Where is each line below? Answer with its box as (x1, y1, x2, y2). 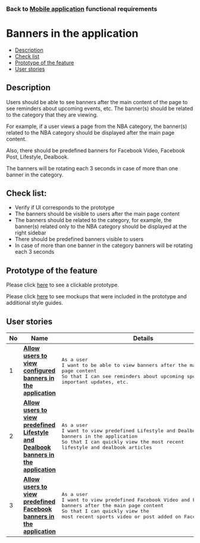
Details (133, 334, 154, 342)
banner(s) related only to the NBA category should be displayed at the (14, 223, 187, 230)
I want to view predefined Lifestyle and (61, 427, 176, 433)
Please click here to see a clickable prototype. (6, 282, 119, 289)
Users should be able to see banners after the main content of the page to (6, 98, 188, 105)
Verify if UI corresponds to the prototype (14, 204, 115, 211)
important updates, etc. (61, 379, 129, 385)
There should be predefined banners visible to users (14, 236, 144, 243)
